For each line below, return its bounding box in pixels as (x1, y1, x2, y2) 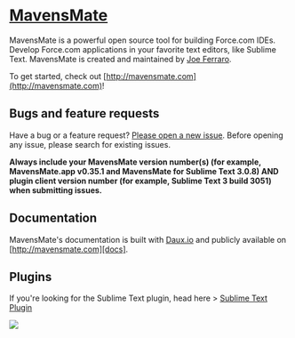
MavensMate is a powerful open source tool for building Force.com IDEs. (9, 35, 276, 45)
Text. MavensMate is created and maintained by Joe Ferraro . (9, 53, 232, 64)
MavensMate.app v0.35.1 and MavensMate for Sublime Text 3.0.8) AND (9, 165, 279, 176)
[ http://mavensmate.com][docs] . (9, 244, 129, 254)
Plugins (9, 269, 52, 285)
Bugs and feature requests (9, 106, 160, 121)
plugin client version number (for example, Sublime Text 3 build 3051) (9, 175, 273, 186)
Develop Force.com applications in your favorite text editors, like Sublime (9, 44, 277, 54)
